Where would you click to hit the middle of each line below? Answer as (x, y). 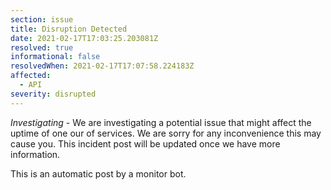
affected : (31, 76)
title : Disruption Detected (69, 29)
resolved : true (42, 47)
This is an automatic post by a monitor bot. (98, 173)
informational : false (55, 57)
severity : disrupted (53, 94)
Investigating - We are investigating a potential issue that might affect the (161, 122)
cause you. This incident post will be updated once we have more (145, 143)
